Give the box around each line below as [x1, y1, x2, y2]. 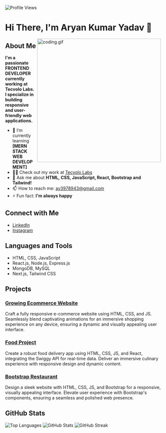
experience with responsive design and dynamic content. [5, 361, 122, 367]
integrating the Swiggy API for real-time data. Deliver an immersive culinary [5, 355, 159, 361]
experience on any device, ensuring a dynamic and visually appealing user [5, 321, 157, 327]
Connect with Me [5, 209, 59, 217]
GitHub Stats [5, 409, 45, 418]
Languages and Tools [5, 242, 73, 250]
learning [12, 138, 30, 143]
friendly [5, 113, 22, 118]
